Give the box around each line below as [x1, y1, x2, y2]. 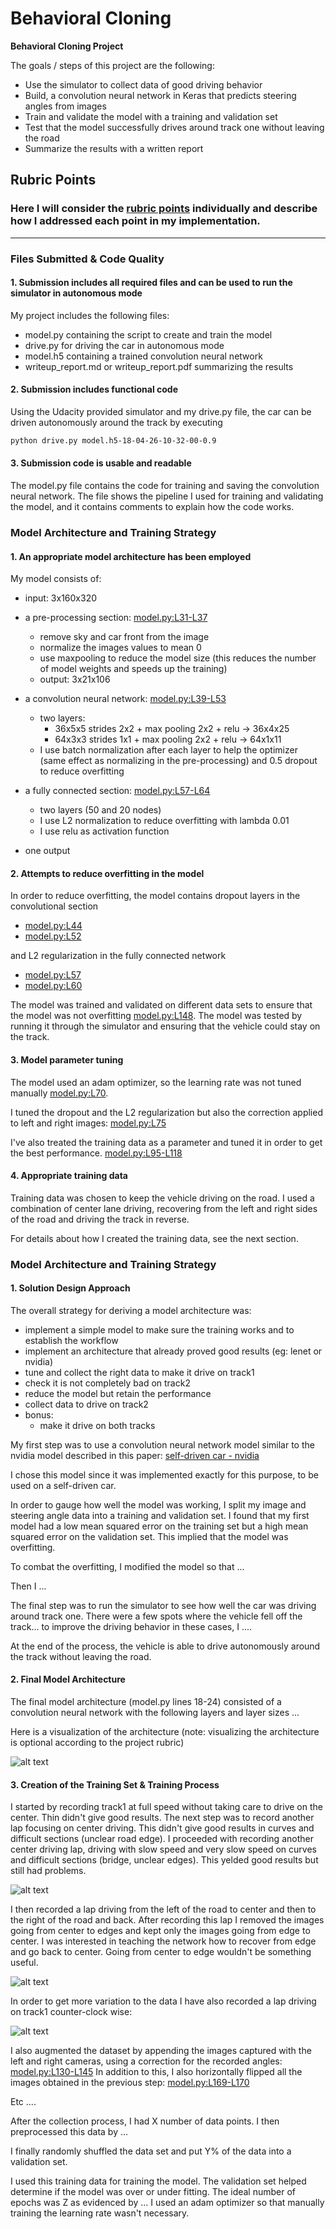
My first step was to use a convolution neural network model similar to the [10, 1438, 315, 1451]
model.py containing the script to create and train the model [24, 328, 273, 341]
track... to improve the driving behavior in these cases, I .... [10, 1620, 253, 1632]
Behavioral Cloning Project [10, 40, 124, 52]
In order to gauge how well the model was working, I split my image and [10, 1498, 307, 1511]
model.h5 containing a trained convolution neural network [24, 350, 263, 362]
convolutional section [10, 900, 99, 912]
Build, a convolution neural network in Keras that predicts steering [24, 89, 297, 101]
